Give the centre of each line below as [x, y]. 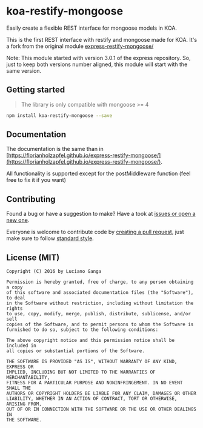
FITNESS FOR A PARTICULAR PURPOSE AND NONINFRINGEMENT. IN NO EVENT [95, 383]
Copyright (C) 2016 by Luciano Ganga [54, 272]
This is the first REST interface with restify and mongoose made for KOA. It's [102, 39]
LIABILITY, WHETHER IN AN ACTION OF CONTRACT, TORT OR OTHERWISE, [92, 399]
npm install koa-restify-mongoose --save [59, 115]
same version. [24, 70]
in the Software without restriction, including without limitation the [100, 303]
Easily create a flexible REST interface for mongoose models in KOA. [92, 28]
